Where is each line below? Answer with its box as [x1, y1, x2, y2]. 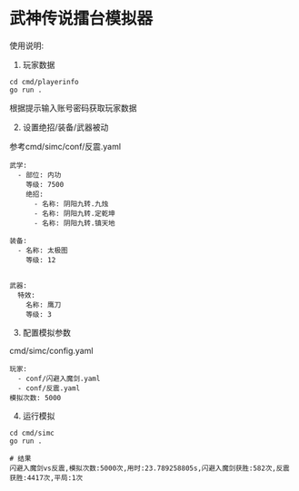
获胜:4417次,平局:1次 [9, 473, 84, 482]
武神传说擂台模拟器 [9, 8, 154, 29]
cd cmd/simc [9, 428, 55, 437]
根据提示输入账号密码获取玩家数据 [9, 102, 137, 113]
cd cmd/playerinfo [9, 77, 79, 86]
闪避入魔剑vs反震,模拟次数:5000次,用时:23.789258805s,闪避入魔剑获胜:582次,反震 [9, 464, 290, 473]
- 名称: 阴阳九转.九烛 [33, 199, 109, 209]
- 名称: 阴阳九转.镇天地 [33, 219, 115, 228]
